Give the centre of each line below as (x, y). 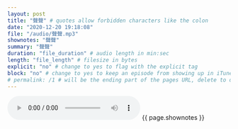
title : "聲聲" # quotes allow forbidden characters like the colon (108, 21)
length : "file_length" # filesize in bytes (73, 60)
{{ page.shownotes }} (173, 118)
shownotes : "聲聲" (33, 40)
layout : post (27, 14)
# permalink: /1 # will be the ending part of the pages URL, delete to (117, 80)
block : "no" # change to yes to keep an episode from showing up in (110, 73)
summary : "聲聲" (30, 47)
